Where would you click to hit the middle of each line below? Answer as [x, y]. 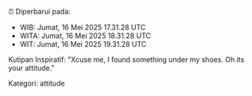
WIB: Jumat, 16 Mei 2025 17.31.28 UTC [83, 27]
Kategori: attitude [37, 83]
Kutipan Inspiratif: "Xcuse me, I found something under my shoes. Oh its [126, 60]
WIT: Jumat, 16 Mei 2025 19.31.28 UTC [83, 44]
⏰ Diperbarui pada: [40, 12]
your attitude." [31, 68]
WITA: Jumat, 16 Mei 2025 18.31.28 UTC [85, 36]
